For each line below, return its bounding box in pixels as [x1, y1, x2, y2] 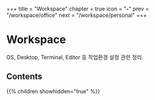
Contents [6, 72, 43, 82]
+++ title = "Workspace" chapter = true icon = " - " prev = [6, 5, 150, 12]
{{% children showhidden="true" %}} [6, 87, 101, 95]
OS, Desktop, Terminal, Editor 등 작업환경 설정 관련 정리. [6, 53, 144, 61]
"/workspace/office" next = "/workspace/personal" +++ [6, 12, 148, 19]
